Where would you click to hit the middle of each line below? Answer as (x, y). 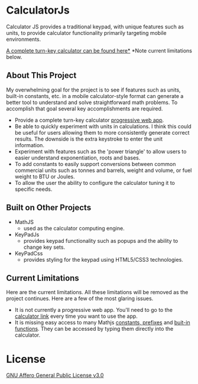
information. (29, 145)
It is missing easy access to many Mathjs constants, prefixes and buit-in (102, 323)
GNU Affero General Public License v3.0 (55, 375)
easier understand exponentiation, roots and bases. (77, 158)
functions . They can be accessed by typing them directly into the (94, 329)
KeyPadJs (27, 235)
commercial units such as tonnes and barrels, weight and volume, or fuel (103, 170)
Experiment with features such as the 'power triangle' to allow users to (100, 151)
